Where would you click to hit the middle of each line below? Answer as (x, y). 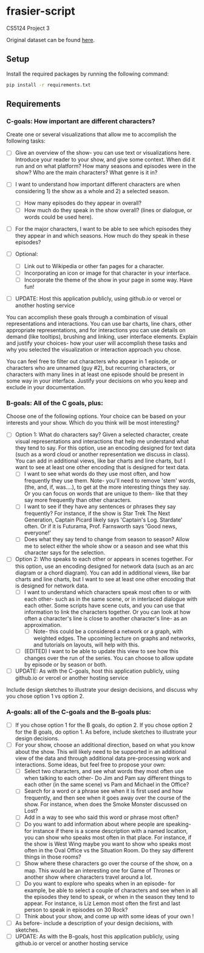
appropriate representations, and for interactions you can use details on (96, 330)
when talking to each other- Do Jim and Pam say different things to (108, 778)
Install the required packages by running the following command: (87, 74)
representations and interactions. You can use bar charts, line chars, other (99, 324)
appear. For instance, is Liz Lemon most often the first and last (102, 903)
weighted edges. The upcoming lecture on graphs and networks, (114, 638)
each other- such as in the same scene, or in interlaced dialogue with (110, 599)
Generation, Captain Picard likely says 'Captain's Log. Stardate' (103, 520)
